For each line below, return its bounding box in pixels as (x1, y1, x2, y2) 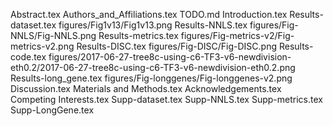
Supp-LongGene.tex (10, 104, 95, 116)
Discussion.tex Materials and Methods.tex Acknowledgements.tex (10, 83, 282, 94)
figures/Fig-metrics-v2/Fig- (180, 30, 295, 41)
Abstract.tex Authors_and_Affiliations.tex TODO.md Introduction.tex (10, 9, 288, 20)
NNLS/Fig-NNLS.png (10, 30, 97, 41)
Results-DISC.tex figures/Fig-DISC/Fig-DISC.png (76, 40, 278, 52)
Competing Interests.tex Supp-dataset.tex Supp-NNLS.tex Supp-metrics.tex (10, 94, 323, 105)
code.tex (10, 51, 47, 63)
